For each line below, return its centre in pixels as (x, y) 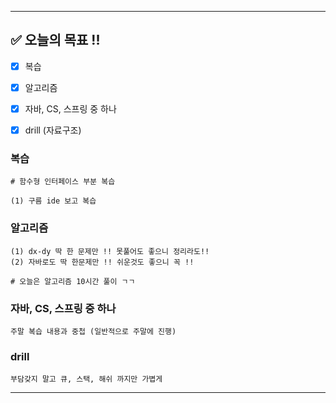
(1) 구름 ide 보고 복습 (53, 201)
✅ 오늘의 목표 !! (55, 40)
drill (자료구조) (53, 130)
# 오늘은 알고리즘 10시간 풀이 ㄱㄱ (73, 281)
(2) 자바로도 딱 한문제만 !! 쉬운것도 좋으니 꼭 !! (102, 262)
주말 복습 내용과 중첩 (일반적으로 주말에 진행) (93, 331)
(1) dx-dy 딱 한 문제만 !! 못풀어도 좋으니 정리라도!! (110, 251)
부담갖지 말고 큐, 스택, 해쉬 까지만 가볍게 (86, 379)
